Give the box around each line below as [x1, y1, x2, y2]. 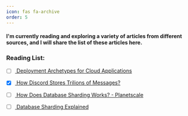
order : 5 [6, 14, 28, 20]
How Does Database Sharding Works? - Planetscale [16, 91, 144, 98]
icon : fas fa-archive [6, 8, 60, 15]
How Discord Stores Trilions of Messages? [16, 79, 121, 86]
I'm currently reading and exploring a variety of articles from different [6, 33, 183, 40]
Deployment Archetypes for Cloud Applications [16, 67, 132, 74]
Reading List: [6, 54, 45, 62]
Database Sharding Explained [16, 103, 89, 110]
